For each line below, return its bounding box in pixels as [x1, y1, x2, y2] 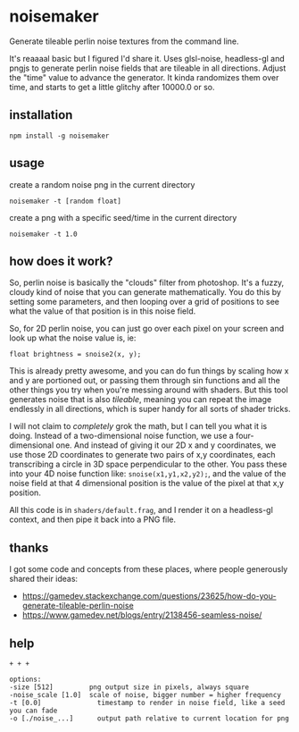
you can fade [9, 706, 58, 715]
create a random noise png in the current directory [9, 179, 195, 189]
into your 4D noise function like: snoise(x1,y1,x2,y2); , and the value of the [9, 468, 287, 479]
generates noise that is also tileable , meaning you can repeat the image [9, 394, 272, 405]
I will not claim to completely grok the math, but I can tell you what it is [9, 421, 268, 432]
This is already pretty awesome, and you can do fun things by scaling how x [9, 366, 289, 376]
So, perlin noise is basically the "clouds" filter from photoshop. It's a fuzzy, [9, 277, 285, 288]
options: [9, 675, 42, 684]
